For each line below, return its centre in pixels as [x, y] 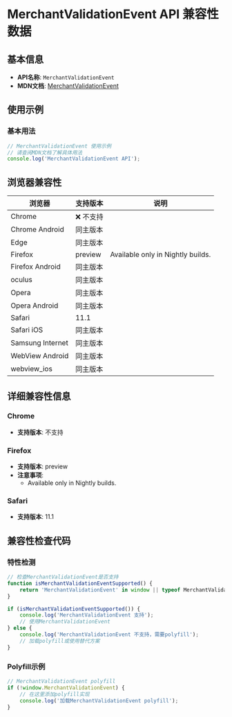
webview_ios [32, 369]
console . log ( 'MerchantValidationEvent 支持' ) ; [87, 615]
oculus [21, 280]
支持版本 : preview [42, 467]
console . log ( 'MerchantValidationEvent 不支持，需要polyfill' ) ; [109, 635]
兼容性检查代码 [39, 541]
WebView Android [40, 356]
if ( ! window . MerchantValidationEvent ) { [66, 688]
